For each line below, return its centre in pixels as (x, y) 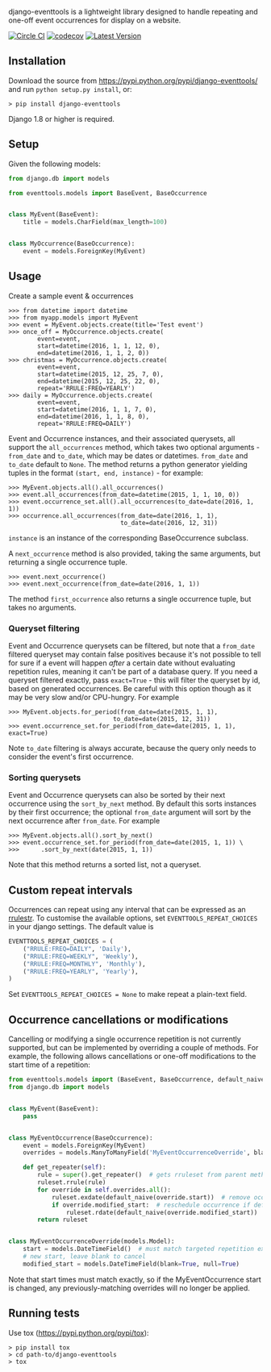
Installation (37, 61)
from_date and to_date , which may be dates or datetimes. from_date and (128, 456)
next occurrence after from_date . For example (84, 821)
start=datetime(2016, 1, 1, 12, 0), (99, 346)
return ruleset (63, 1220)
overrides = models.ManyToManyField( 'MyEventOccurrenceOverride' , (137, 1153)
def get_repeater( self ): (65, 1168)
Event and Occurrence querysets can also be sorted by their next (117, 795)
